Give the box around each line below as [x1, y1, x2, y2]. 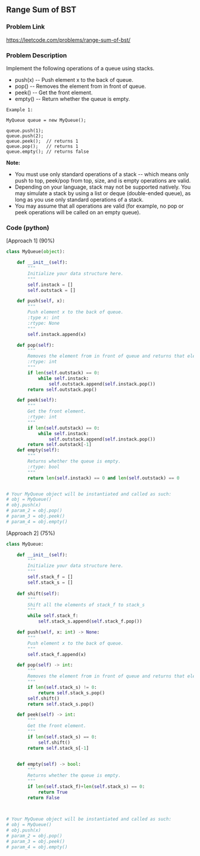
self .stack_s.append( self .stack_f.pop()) [37, 618, 143, 624]
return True [37, 789, 68, 795]
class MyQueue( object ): [6, 249, 65, 255]
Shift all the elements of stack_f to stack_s [27, 602, 145, 608]
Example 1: [6, 107, 33, 113]
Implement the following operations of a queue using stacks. [6, 64, 155, 72]
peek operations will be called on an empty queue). [14, 208, 141, 215]
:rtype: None [27, 320, 60, 326]
